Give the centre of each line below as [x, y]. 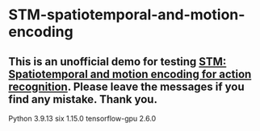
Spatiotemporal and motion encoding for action [130, 74]
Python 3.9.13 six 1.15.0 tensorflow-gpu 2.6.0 [82, 119]
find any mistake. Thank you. [83, 99]
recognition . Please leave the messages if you [126, 86]
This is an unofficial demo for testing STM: [117, 61]
